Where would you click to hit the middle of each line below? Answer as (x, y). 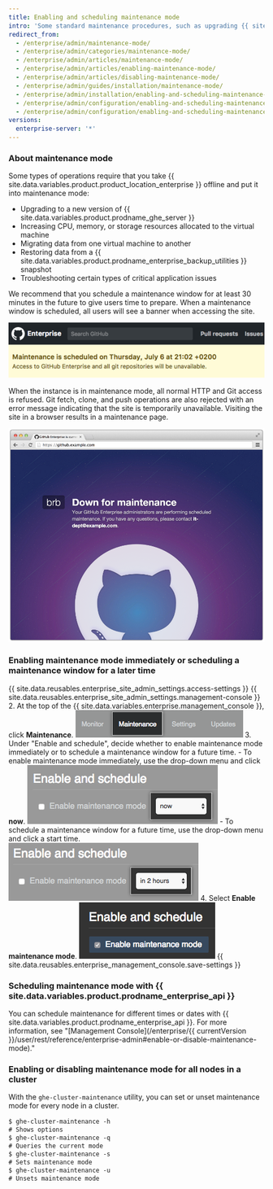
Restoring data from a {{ (61, 252)
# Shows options (36, 1130)
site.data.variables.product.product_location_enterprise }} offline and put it (133, 185)
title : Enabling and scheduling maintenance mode (94, 17)
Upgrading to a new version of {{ (75, 209)
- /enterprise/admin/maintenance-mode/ (83, 43)
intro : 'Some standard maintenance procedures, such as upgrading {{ (129, 26)
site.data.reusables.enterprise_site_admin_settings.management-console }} (134, 697)
